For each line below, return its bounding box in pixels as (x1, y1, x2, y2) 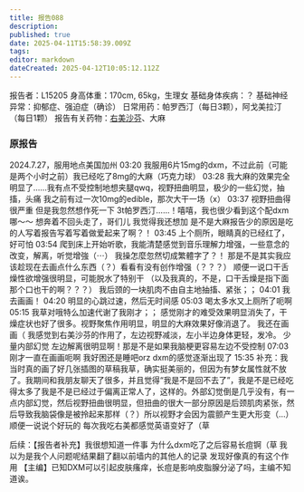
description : (9, 22, 59, 31)
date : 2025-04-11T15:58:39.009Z (9, 38, 131, 48)
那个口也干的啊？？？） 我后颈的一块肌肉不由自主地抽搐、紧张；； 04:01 (9, 285, 280, 295)
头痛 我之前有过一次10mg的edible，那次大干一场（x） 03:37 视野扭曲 (24, 194, 283, 205)
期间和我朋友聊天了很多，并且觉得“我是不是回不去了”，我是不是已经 (33, 375, 287, 386)
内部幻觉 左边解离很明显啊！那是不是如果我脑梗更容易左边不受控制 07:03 (16, 341, 290, 352)
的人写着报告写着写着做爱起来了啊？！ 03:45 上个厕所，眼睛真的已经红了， (9, 227, 290, 238)
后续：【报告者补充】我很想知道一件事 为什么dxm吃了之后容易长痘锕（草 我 (9, 439, 288, 450)
